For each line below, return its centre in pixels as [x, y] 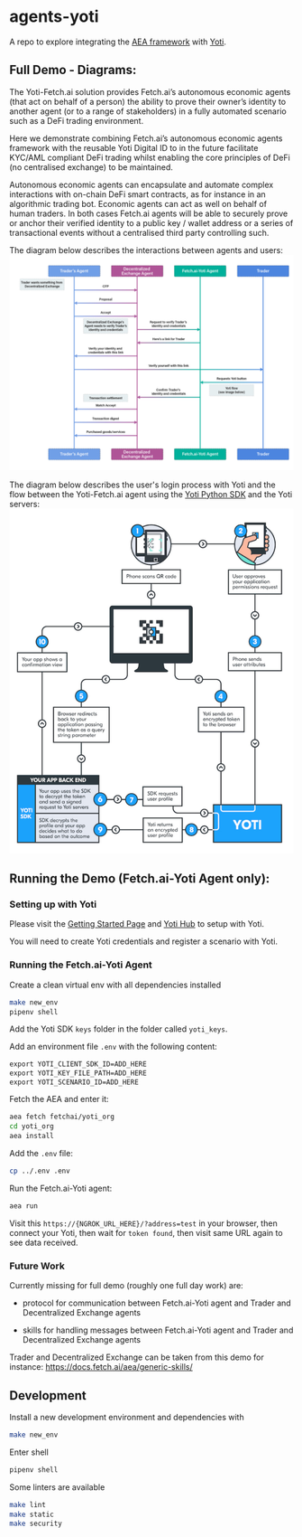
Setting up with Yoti [53, 904]
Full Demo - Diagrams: [73, 70]
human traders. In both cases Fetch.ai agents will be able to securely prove [149, 213]
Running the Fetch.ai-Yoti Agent [81, 965]
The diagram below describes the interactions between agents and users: [146, 250]
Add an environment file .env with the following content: [114, 1047]
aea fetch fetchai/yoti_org [62, 1117]
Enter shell [29, 1452]
